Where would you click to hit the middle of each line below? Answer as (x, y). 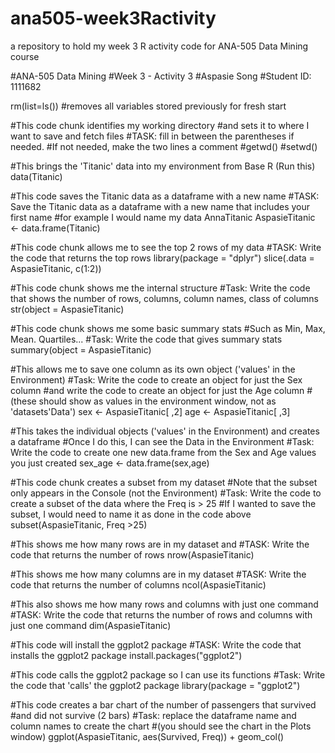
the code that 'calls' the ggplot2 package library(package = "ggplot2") (155, 685)
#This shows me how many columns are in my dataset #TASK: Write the (158, 574)
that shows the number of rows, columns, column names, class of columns (164, 298)
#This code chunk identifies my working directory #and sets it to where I (160, 125)
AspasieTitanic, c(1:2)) (56, 268)
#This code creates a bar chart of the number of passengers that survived (163, 704)
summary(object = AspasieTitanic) (81, 349)
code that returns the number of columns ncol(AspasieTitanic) (138, 584)
